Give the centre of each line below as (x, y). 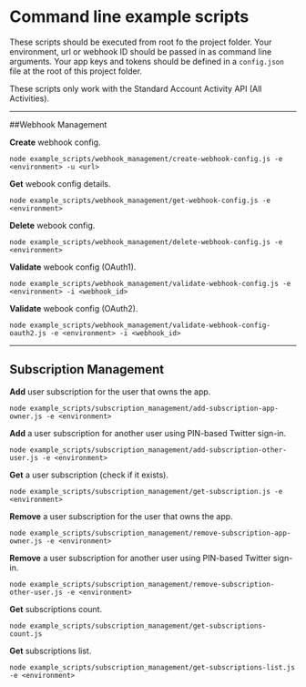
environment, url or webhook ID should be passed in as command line (141, 51)
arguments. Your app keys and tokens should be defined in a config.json (147, 61)
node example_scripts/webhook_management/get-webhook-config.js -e (140, 200)
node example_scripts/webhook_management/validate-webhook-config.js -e (150, 283)
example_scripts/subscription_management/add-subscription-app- (154, 408)
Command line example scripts (129, 17)
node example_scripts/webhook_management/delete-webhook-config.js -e (146, 242)
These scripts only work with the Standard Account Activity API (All (136, 88)
